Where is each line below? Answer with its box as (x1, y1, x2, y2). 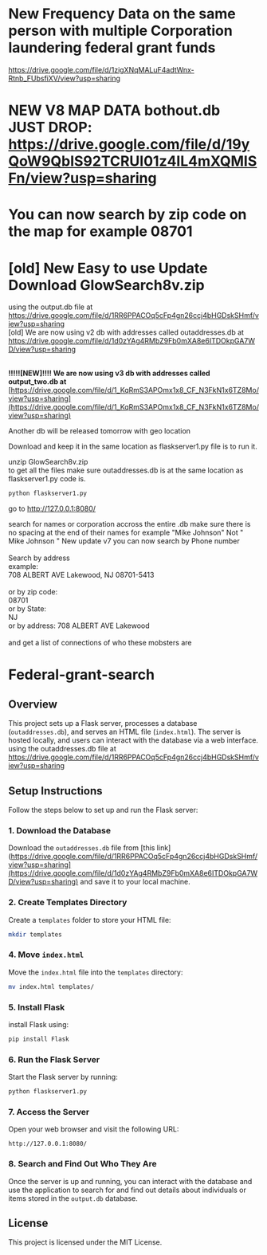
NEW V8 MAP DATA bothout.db (8, 101, 221, 120)
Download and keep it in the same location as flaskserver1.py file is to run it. (8, 441, 257, 451)
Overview (8, 697, 58, 711)
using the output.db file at (8, 302, 93, 312)
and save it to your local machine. (80, 877, 191, 887)
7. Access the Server (8, 1106, 90, 1117)
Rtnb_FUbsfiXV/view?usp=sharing (8, 73, 121, 83)
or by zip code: (8, 587, 58, 597)
